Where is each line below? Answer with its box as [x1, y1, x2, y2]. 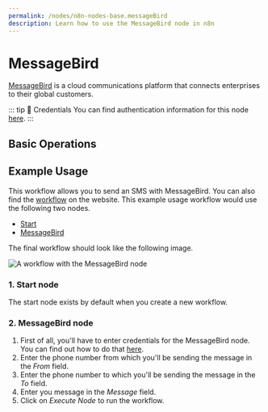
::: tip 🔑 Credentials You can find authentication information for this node [8, 105, 249, 115]
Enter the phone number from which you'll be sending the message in [19, 353, 253, 363]
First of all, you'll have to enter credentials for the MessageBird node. [19, 336, 250, 346]
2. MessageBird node [8, 317, 94, 328]
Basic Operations [8, 137, 97, 150]
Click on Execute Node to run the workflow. [19, 396, 165, 406]
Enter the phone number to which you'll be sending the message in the [19, 370, 256, 380]
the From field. [19, 361, 69, 372]
